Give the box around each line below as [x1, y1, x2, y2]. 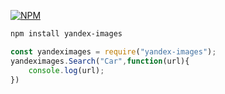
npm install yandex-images [10, 29, 123, 39]
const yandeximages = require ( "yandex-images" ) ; [10, 46, 217, 57]
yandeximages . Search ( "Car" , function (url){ [10, 56, 190, 66]
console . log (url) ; [28, 65, 105, 75]
